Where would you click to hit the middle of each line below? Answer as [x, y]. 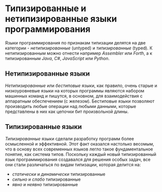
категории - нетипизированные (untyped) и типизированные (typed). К [79, 48]
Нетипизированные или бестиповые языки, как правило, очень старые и [81, 85]
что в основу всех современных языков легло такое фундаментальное [79, 149]
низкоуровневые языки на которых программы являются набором [75, 90]
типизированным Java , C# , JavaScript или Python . [57, 58]
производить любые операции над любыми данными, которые [71, 106]
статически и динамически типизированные [59, 174]
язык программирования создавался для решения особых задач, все [78, 159]
